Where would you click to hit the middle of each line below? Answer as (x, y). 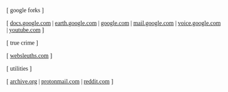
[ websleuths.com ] (30, 56)
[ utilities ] (19, 69)
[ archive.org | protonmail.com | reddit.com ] (60, 82)
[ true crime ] (22, 43)
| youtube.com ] (25, 30)
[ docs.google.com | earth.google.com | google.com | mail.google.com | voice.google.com (114, 23)
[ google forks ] (25, 10)
